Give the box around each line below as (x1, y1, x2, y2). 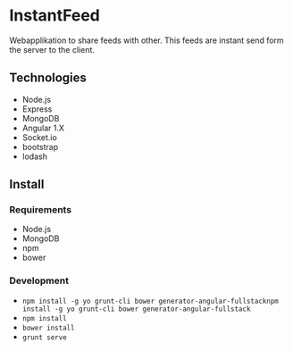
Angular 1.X (21, 122, 65, 133)
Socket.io (21, 131, 58, 143)
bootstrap (21, 141, 59, 152)
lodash (21, 151, 47, 162)
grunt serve (21, 332, 67, 342)
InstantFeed (9, 5, 101, 26)
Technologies (9, 71, 88, 86)
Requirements (9, 204, 72, 216)
